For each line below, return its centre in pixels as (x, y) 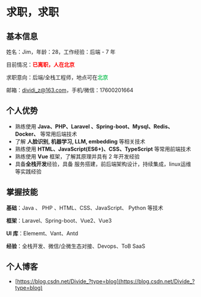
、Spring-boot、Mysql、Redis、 (132, 126)
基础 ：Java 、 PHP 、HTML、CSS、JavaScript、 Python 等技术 (85, 208)
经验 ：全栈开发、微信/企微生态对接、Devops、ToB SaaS (76, 246)
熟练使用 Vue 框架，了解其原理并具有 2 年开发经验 (77, 156)
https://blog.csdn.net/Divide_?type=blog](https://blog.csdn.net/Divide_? (106, 281)
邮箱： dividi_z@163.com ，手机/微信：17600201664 (70, 90)
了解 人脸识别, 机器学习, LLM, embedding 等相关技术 (80, 141)
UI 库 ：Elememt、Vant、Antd (42, 233)
